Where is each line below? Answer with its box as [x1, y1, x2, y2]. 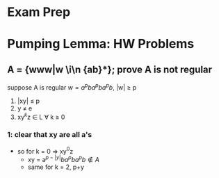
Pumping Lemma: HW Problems [7, 36, 195, 52]
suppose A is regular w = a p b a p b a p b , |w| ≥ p [7, 82, 137, 91]
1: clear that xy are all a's [7, 130, 92, 140]
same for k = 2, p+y [27, 163, 85, 171]
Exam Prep [7, 4, 71, 20]
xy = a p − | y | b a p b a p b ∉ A [27, 154, 99, 164]
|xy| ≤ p [17, 97, 40, 105]
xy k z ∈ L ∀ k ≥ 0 [17, 111, 65, 121]
